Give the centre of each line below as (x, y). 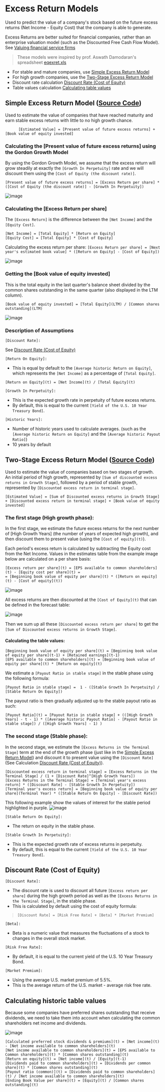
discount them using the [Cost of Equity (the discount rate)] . (71, 174)
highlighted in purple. (27, 808)
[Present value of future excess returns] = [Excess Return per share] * (82, 183)
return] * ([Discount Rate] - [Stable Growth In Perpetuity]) (70, 785)
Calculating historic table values (56, 1000)
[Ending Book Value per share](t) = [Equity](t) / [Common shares (75, 1081)
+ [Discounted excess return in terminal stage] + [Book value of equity (82, 501)
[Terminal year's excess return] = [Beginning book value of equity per (81, 789)
